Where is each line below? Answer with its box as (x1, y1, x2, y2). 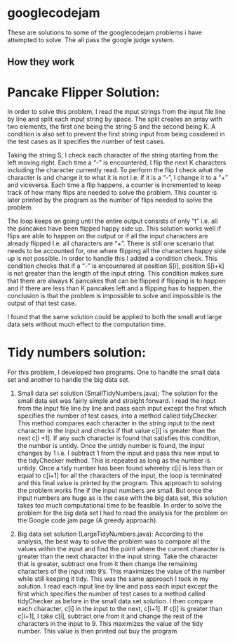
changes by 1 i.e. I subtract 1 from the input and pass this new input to (17, 449, 220, 458)
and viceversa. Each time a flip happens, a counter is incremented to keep (7, 181, 222, 189)
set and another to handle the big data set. (7, 375, 130, 384)
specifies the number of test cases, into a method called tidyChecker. (17, 411, 219, 420)
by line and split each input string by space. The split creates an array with (7, 115, 222, 124)
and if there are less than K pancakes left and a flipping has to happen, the (7, 284, 223, 293)
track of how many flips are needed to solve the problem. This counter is (7, 188, 217, 197)
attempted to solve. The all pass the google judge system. (7, 35, 175, 44)
